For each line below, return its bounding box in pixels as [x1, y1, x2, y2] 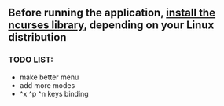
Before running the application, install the [8, 6, 216, 20]
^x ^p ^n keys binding [19, 89, 89, 98]
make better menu [19, 72, 79, 82]
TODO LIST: [8, 54, 53, 65]
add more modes [19, 80, 75, 90]
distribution [8, 31, 67, 44]
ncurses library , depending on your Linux [8, 19, 215, 32]
